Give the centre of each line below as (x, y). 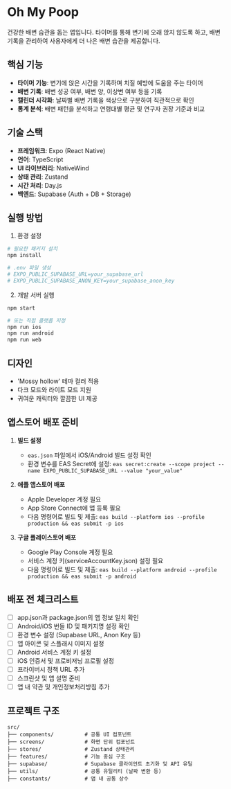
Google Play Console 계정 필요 (70, 552)
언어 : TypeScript (40, 159)
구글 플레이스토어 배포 (47, 537)
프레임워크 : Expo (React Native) (61, 150)
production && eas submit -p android (82, 576)
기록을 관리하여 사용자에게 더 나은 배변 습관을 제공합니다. (84, 41)
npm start (21, 308)
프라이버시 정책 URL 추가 (51, 669)
